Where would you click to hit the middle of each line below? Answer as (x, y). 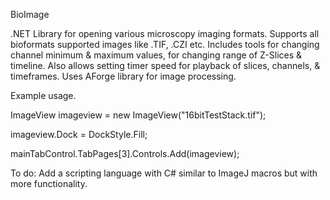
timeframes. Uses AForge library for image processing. (123, 76)
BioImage (30, 14)
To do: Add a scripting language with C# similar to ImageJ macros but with (164, 173)
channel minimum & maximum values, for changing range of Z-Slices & (156, 55)
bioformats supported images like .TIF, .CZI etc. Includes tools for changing (165, 44)
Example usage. (43, 95)
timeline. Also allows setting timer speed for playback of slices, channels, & (165, 65)
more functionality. (49, 183)
